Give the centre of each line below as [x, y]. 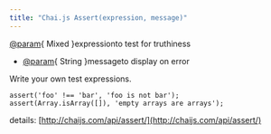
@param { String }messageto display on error [106, 61]
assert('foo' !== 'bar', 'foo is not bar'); [94, 95]
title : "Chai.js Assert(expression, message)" [98, 18]
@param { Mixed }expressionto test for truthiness [100, 43]
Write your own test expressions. [70, 79]
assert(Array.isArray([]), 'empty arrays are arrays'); [117, 103]
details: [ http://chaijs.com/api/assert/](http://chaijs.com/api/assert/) [135, 120]
